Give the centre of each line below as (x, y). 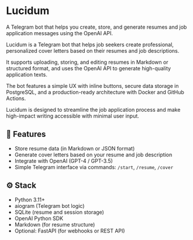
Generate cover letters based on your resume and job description (93, 155)
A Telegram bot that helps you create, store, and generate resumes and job (96, 27)
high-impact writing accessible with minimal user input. (73, 116)
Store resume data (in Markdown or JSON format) (75, 148)
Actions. (16, 98)
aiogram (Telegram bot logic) (49, 205)
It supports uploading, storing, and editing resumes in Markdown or (87, 62)
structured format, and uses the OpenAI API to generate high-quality (89, 68)
